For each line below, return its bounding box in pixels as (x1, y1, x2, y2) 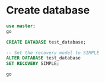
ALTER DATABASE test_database (6, 55, 81, 61)
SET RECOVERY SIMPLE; (6, 61, 60, 67)
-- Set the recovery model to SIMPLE (6, 49, 100, 56)
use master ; (6, 23, 36, 29)
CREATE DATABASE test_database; (6, 39, 86, 45)
